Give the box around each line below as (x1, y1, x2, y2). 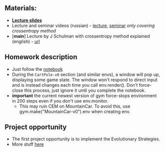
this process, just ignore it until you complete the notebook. (24, 87, 146, 93)
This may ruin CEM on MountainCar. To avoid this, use (19, 103, 130, 109)
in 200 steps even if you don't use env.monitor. (11, 98, 108, 104)
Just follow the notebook (11, 66, 63, 72)
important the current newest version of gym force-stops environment (11, 92, 157, 99)
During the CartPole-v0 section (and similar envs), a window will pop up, (11, 71, 160, 77)
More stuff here (11, 142, 44, 148)
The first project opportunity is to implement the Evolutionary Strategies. (11, 136, 160, 142)
